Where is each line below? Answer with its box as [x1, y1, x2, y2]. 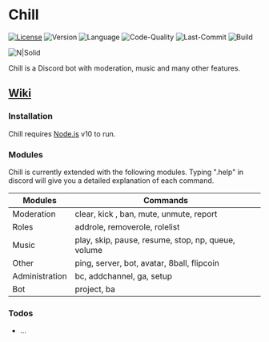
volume [74, 244, 102, 255]
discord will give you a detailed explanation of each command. [8, 175, 215, 185]
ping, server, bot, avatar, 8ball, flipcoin [74, 257, 220, 268]
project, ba [74, 283, 116, 295]
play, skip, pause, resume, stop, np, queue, [74, 234, 236, 246]
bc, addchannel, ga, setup [74, 271, 172, 282]
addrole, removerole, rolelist [74, 221, 180, 232]
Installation [8, 111, 54, 122]
